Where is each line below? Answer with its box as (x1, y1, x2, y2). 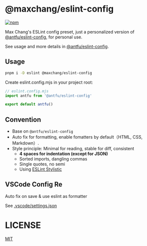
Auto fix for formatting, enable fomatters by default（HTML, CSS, (12, 134, 143, 140)
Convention (5, 115, 41, 123)
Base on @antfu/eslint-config (12, 128, 74, 134)
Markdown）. (12, 140, 39, 146)
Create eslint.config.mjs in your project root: (5, 79, 93, 85)
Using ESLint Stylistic (19, 166, 62, 172)
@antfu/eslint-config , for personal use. (5, 34, 82, 40)
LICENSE (5, 220, 41, 231)
